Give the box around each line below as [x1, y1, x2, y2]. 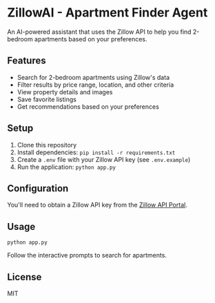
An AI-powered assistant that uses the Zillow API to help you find [7, 28, 192, 36]
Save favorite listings [17, 95, 77, 103]
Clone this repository [17, 140, 77, 149]
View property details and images [17, 87, 113, 96]
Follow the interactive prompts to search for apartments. [7, 251, 167, 260]
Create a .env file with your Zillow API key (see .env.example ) [17, 155, 191, 163]
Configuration [7, 182, 69, 194]
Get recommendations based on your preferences [17, 102, 160, 111]
